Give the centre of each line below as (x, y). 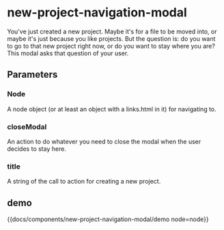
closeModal (27, 126)
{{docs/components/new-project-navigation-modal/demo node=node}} (108, 219)
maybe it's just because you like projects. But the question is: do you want (111, 38)
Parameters (32, 75)
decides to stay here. (37, 149)
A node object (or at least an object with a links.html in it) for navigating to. (112, 109)
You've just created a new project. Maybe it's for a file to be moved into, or (112, 31)
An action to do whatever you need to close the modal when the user (104, 141)
